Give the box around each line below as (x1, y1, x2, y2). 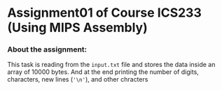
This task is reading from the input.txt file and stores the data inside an (7, 61, 216, 69)
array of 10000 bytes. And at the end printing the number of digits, (7, 68, 200, 76)
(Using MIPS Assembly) (7, 20, 148, 36)
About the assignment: (7, 45, 88, 54)
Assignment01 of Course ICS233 (7, 5, 202, 21)
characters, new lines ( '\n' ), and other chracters (7, 75, 148, 84)
